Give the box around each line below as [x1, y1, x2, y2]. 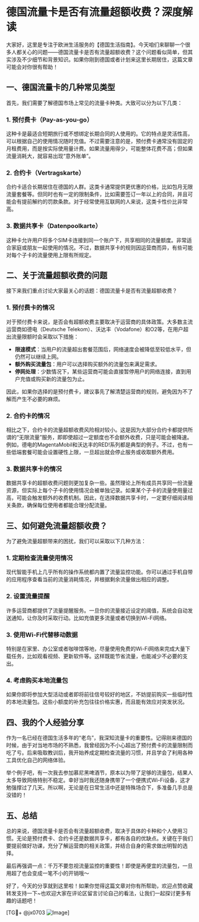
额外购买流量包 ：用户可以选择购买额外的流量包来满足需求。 [14, 360, 161, 367]
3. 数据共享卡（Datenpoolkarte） [6, 222, 102, 230]
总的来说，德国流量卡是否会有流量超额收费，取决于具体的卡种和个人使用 [6, 827, 182, 834]
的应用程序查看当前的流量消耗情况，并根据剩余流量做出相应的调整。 [6, 576, 172, 583]
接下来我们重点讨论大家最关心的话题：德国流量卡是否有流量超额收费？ [6, 287, 178, 294]
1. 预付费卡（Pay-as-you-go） [6, 115, 94, 123]
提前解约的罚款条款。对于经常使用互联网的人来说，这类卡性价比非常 [21, 198, 188, 205]
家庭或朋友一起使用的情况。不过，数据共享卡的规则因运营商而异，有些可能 [11, 244, 193, 251]
